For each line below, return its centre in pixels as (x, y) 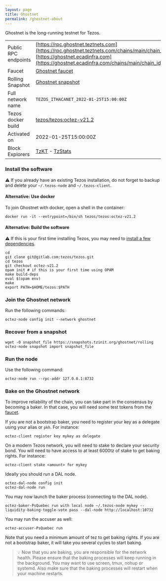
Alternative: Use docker (30, 197)
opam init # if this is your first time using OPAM (59, 270)
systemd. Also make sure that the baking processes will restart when (87, 568)
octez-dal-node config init (34, 483)
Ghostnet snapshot (58, 82)
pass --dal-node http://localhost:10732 (111, 510)
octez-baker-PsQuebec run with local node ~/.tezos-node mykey (72, 506)
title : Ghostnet (22, 14)
